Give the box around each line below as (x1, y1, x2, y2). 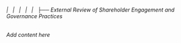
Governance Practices (6, 12, 63, 19)
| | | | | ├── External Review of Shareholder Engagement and (6, 6, 175, 13)
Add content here (6, 31, 51, 39)
